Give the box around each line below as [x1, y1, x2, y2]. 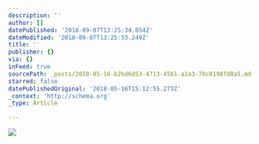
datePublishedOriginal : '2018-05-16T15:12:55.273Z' [8, 84, 181, 93]
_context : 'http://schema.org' [8, 92, 111, 100]
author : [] [8, 19, 44, 27]
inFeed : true [8, 63, 51, 71]
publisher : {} [8, 48, 55, 56]
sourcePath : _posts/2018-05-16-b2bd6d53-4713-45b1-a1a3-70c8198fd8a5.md [8, 70, 252, 78]
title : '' [8, 41, 41, 49]
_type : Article [8, 99, 58, 107]
